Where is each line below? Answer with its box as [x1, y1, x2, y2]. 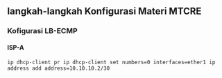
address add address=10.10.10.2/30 [7, 65, 110, 72]
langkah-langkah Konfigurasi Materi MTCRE [7, 6, 202, 17]
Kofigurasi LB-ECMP [7, 26, 78, 36]
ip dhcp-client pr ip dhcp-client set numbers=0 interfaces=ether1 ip [7, 59, 216, 66]
